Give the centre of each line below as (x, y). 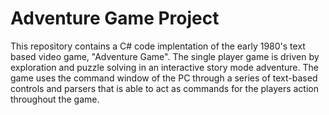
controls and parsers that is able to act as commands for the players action (165, 88)
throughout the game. (55, 99)
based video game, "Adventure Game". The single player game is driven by (165, 56)
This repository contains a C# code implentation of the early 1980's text (158, 46)
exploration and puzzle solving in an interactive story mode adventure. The (164, 67)
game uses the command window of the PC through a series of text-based (164, 78)
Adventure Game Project (115, 18)
